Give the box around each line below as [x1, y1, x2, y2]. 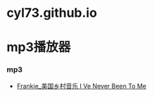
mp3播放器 [6, 39, 71, 56]
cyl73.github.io [6, 5, 98, 21]
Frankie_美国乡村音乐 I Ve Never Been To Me [16, 82, 147, 90]
